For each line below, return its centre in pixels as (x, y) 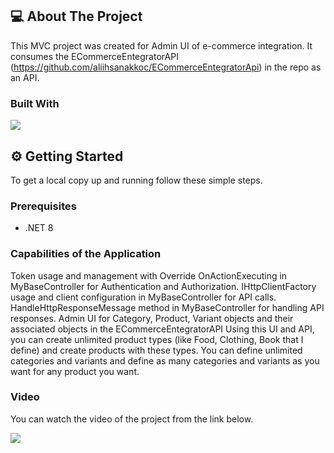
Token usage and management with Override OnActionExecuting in (149, 275)
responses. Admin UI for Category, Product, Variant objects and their (152, 318)
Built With (35, 103)
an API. (25, 77)
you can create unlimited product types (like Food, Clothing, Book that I (157, 339)
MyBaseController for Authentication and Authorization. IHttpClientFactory (163, 286)
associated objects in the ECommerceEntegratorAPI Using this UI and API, (162, 329)
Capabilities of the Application (86, 254)
